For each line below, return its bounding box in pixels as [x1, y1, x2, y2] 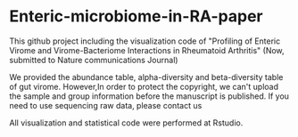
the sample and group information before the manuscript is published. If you [9, 91, 290, 101]
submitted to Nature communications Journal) [9, 54, 178, 65]
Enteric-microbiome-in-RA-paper [9, 6, 263, 27]
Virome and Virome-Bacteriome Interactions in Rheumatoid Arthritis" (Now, [9, 44, 285, 55]
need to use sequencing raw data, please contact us [9, 100, 203, 110]
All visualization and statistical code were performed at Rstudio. [9, 117, 244, 128]
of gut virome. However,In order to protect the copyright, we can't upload [9, 81, 279, 92]
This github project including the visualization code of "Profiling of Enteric [9, 36, 281, 46]
